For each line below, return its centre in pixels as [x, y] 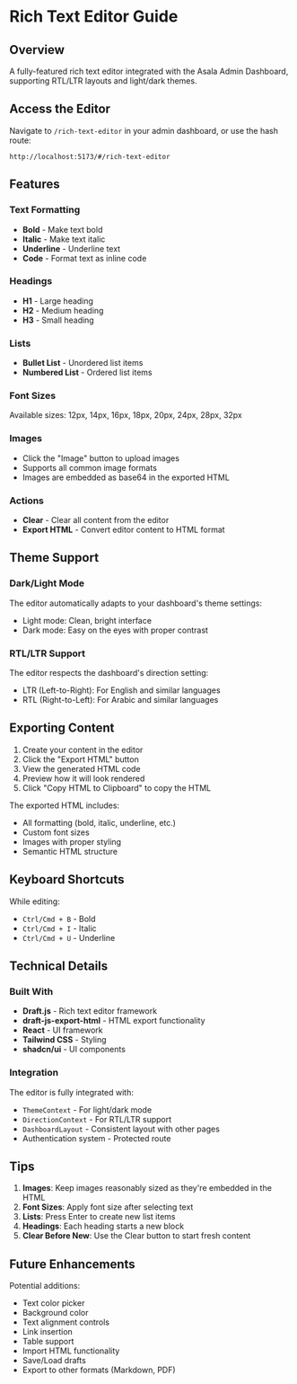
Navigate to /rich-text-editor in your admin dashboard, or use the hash [144, 130]
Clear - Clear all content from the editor [96, 519]
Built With [31, 991]
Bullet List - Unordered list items [83, 363]
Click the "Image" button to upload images [100, 458]
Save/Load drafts [54, 1361]
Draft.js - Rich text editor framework [90, 1011]
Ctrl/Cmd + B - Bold [59, 918]
